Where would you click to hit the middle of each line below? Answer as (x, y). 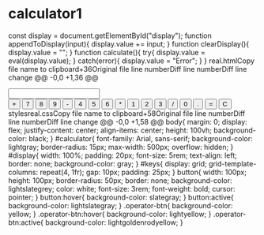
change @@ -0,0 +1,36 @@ (53, 77)
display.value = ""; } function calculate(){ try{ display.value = (107, 52)
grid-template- (232, 163)
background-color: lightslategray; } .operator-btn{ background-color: (121, 205)
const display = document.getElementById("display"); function (110, 35)
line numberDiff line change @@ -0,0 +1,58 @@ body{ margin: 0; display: (128, 121)
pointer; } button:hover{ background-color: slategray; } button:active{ (121, 197)
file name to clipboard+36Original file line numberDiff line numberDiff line (128, 69)
